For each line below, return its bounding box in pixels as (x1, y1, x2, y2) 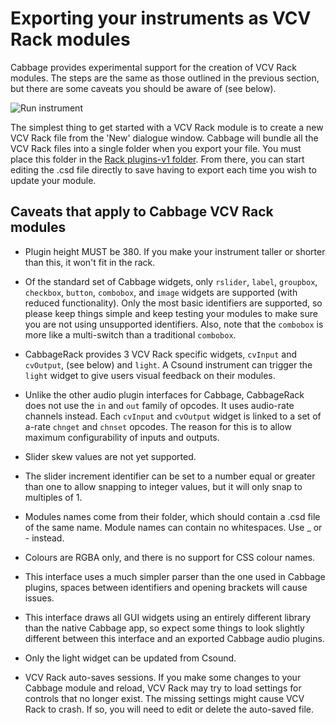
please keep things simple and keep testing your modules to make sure (24, 307, 318, 319)
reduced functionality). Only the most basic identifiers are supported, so (24, 297, 323, 309)
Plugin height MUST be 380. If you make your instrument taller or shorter (24, 245, 326, 257)
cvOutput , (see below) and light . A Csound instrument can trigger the (24, 358, 313, 371)
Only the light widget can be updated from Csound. (24, 652, 237, 664)
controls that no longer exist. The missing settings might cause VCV (24, 692, 305, 704)
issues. (24, 592, 55, 604)
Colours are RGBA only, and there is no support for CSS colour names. (24, 551, 316, 563)
